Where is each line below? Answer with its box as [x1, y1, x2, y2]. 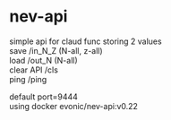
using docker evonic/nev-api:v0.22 [9, 100, 139, 111]
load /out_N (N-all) [9, 55, 78, 65]
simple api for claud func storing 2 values [9, 36, 163, 47]
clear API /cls [9, 64, 58, 75]
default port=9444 [9, 91, 79, 102]
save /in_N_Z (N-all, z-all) [9, 45, 103, 56]
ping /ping [9, 73, 47, 84]
